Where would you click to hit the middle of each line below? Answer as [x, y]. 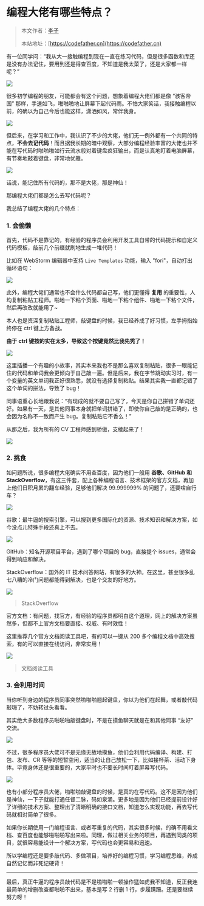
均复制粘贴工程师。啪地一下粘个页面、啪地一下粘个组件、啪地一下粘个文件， [102, 300]
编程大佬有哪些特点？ [60, 12]
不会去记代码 [33, 143]
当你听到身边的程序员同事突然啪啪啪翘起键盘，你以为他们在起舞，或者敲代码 [102, 699]
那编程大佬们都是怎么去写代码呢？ [49, 195]
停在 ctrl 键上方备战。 [38, 328]
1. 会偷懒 [19, 226]
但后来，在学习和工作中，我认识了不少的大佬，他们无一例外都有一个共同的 [99, 135]
